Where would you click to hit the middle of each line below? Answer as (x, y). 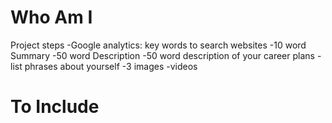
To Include (55, 107)
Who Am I (51, 17)
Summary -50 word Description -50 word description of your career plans (162, 55)
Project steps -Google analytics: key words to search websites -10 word (158, 45)
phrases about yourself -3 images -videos (111, 66)
